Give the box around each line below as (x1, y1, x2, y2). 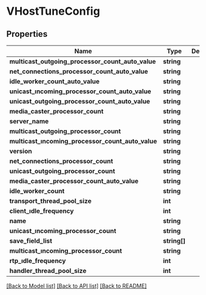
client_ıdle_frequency (9, 207, 74, 215)
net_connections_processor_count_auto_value (9, 67, 148, 75)
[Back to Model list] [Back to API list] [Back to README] (6, 282, 147, 289)
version (9, 147, 32, 155)
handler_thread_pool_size (9, 267, 87, 275)
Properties (6, 29, 48, 39)
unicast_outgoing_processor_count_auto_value (9, 97, 150, 105)
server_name (9, 117, 49, 125)
